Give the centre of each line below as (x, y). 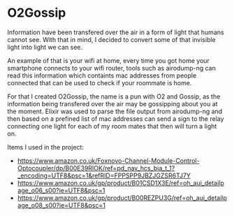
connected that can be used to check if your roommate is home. (100, 82)
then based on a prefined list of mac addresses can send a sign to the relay (116, 118)
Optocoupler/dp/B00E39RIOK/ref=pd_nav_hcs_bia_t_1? (96, 168)
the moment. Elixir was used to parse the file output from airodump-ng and (115, 111)
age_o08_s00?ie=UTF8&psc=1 (61, 205)
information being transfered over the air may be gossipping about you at (112, 103)
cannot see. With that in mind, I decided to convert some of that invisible (112, 39)
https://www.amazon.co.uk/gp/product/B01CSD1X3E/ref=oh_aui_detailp (121, 182)
